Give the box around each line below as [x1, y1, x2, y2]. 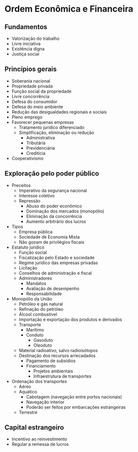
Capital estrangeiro [4, 423, 64, 432]
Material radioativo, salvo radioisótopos [18, 347, 98, 353]
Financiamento [26, 363, 56, 368]
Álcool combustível [18, 311, 57, 317]
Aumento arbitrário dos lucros [26, 218, 86, 224]
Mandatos [26, 280, 47, 286]
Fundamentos [4, 23, 48, 31]
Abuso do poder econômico [26, 203, 82, 209]
